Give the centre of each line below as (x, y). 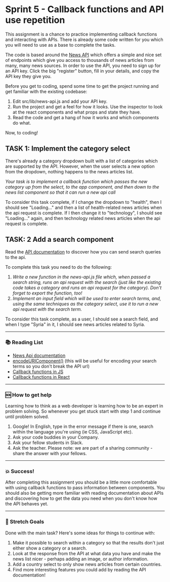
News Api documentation (39, 355)
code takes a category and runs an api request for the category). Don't (87, 287)
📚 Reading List (24, 342)
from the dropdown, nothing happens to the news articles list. (70, 171)
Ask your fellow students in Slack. (48, 443)
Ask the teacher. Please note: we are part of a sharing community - (82, 448)
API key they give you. (28, 76)
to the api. (16, 257)
